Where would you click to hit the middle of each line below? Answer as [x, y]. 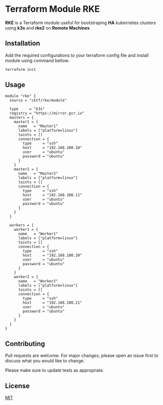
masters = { [22, 118]
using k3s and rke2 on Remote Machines [47, 28]
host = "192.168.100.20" [53, 255]
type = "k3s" [27, 109]
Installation [23, 44]
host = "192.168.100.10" [53, 148]
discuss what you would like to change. [45, 361]
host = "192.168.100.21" [53, 303]
